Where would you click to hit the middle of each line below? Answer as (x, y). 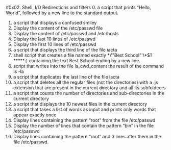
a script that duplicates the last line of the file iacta (66, 77)
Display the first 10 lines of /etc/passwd (55, 44)
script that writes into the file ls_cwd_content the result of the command (89, 66)
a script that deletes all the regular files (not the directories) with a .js (86, 82)
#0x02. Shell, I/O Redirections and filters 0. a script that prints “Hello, (78, 7)
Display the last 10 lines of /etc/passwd (54, 39)
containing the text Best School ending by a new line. (84, 60)
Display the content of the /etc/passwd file (58, 28)
